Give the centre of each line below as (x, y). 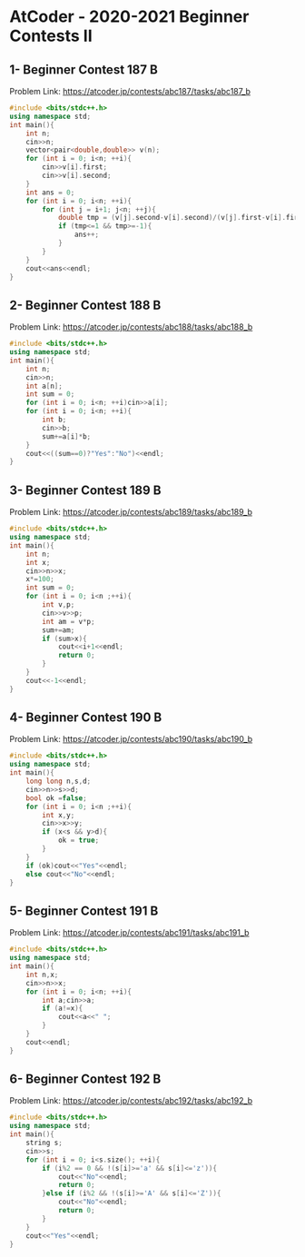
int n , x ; (42, 975)
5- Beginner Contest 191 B (84, 911)
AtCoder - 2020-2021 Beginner (129, 17)
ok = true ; (79, 841)
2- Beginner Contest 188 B (85, 305)
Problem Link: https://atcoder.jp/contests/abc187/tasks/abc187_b (130, 91)
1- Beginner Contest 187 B (84, 69)
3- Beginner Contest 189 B (85, 490)
